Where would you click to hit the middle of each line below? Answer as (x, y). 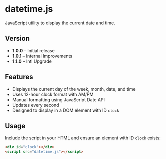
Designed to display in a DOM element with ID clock (66, 110)
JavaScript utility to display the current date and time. (60, 23)
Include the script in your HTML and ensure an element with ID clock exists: (83, 138)
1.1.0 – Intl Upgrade (32, 61)
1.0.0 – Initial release (33, 50)
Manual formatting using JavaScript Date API (59, 99)
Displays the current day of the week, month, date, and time (74, 89)
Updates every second (36, 105)
